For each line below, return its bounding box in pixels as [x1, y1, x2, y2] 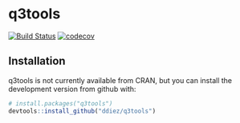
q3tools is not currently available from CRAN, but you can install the [8, 75, 233, 85]
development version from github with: [8, 84, 136, 93]
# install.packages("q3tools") [8, 99, 113, 108]
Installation [8, 54, 66, 68]
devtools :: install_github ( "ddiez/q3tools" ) [8, 107, 157, 115]
